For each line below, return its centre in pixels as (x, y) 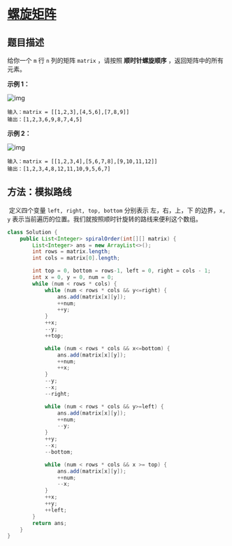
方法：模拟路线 (39, 192)
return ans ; (50, 523)
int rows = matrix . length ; (72, 252)
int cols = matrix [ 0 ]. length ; (76, 258)
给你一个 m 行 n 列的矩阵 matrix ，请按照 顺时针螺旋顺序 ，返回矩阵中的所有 (115, 60)
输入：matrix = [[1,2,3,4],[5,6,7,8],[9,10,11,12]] (82, 161)
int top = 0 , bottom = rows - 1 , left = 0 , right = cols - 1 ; (122, 271)
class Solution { (32, 232)
